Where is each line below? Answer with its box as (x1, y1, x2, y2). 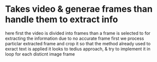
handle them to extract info (5, 14, 118, 25)
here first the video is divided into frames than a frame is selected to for (5, 30, 151, 36)
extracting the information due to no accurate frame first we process (5, 35, 144, 41)
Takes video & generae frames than (5, 3, 153, 15)
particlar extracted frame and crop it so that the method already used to (5, 40, 151, 46)
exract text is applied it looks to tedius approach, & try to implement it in (5, 46, 151, 52)
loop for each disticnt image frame (5, 51, 75, 57)
